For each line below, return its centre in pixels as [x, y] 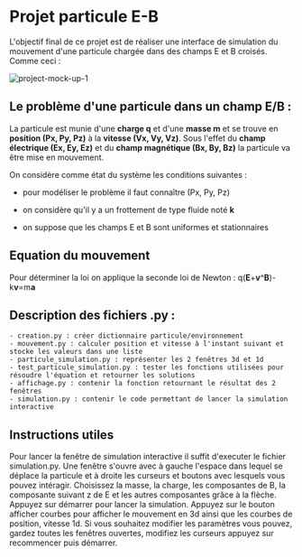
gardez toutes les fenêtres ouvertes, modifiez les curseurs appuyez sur [142, 534]
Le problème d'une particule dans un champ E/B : [151, 107]
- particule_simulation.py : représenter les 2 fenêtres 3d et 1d [137, 360]
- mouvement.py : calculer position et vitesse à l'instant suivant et [146, 344]
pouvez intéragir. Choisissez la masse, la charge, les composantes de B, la [148, 486]
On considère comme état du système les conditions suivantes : [128, 174]
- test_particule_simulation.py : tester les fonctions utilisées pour [146, 367]
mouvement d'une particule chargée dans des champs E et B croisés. [138, 51]
